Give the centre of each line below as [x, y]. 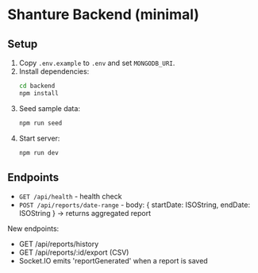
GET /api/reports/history [59, 244]
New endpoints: [33, 229]
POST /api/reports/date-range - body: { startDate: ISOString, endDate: [135, 205]
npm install [39, 93]
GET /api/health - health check [70, 197]
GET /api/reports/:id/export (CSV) [74, 252]
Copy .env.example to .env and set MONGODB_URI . [97, 63]
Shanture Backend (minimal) [104, 15]
